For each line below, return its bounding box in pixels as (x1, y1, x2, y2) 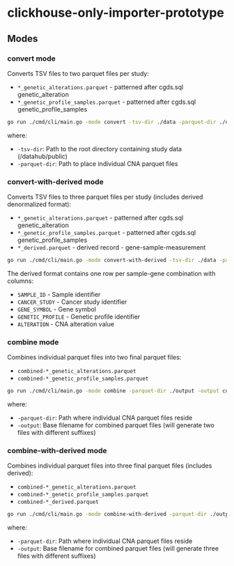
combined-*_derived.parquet (17, 498, 99, 506)
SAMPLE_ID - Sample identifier (17, 290, 101, 298)
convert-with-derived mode (7, 176, 104, 186)
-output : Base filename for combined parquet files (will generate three (17, 544, 219, 553)
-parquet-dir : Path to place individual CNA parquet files (17, 159, 178, 168)
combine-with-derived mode (7, 446, 107, 456)
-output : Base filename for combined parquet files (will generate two (17, 421, 214, 429)
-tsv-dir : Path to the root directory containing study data (17, 144, 182, 153)
